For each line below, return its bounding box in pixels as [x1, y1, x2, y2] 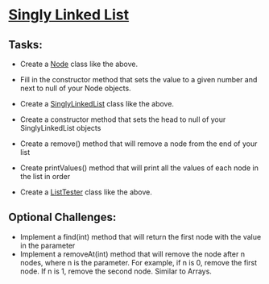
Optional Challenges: [8, 211, 117, 224]
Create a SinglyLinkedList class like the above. [19, 99, 175, 108]
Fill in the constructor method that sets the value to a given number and [19, 75, 258, 84]
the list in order [19, 172, 71, 181]
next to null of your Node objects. [19, 83, 131, 93]
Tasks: [8, 38, 43, 52]
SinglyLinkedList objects [19, 123, 101, 132]
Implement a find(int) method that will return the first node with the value [19, 232, 262, 241]
